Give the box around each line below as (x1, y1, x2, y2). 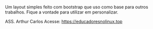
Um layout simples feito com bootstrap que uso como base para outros (5, 4, 148, 10)
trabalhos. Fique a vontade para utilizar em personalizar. (5, 9, 119, 15)
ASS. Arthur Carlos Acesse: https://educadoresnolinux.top (5, 19, 123, 24)
